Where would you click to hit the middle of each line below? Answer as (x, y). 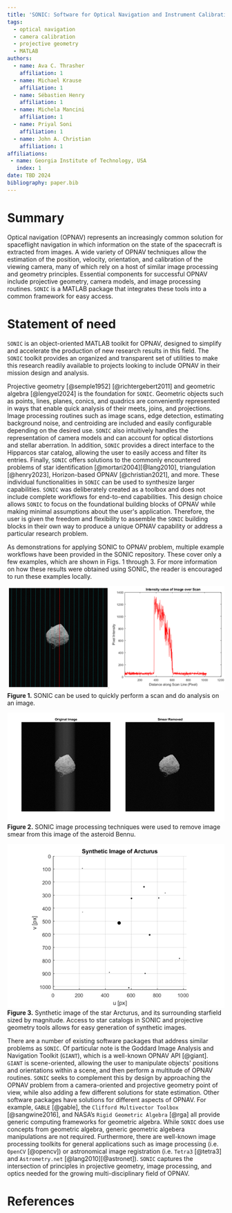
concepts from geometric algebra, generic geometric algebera (96, 1129)
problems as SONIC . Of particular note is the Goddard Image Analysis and (110, 1048)
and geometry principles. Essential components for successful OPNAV (107, 274)
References (41, 1201)
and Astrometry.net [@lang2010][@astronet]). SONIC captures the (100, 1158)
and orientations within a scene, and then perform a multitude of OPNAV (110, 1070)
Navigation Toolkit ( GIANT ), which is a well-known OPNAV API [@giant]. (108, 1055)
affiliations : (28, 154)
